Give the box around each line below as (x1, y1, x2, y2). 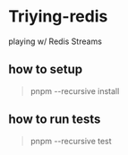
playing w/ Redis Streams (8, 36, 102, 47)
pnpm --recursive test (30, 135, 113, 146)
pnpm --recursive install (30, 85, 120, 96)
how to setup (8, 62, 83, 77)
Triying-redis (8, 6, 108, 27)
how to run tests (8, 112, 101, 127)
